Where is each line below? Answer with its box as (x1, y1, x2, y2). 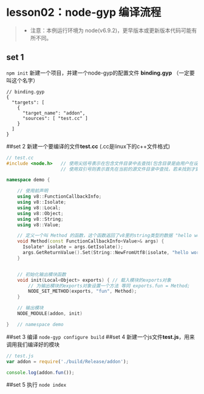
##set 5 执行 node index (6, 381, 67, 389)
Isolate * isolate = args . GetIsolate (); (22, 244, 123, 250)
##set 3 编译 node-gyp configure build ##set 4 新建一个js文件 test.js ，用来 (6, 333, 195, 340)
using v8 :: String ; (17, 216, 64, 222)
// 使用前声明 (17, 188, 49, 194)
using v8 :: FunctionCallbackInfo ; (17, 193, 102, 200)
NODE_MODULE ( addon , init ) (17, 310, 83, 316)
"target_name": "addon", (22, 110, 86, 116)
